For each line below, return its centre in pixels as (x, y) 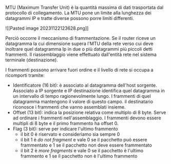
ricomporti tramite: (25, 75)
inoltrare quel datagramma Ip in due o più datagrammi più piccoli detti (79, 49)
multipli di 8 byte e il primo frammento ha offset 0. (65, 123)
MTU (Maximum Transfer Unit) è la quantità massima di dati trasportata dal (84, 7)
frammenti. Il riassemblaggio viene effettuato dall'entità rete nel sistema (81, 54)
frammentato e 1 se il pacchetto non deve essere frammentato (86, 145)
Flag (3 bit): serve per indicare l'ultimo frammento (65, 129)
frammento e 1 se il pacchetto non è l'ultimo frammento (79, 156)
